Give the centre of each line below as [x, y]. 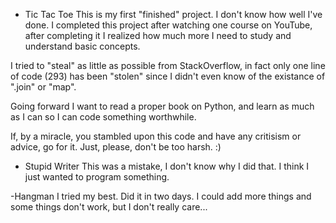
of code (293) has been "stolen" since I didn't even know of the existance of [168, 76]
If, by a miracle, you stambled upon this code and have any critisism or [156, 136]
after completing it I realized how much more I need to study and [158, 35]
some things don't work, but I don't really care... [109, 207]
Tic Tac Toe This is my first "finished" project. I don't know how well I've [173, 14]
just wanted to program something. [97, 177]
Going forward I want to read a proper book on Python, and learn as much [162, 106]
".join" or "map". [43, 87]
